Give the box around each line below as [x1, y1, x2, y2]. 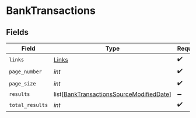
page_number [9, 68, 43, 75]
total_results [9, 102, 48, 108]
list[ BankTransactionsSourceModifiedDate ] [53, 90, 172, 98]
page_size [9, 80, 36, 87]
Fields [6, 27, 29, 37]
